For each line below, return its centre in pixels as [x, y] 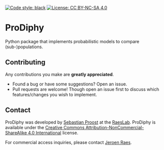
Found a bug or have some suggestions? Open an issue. [70, 84]
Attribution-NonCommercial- [115, 127]
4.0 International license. [53, 133]
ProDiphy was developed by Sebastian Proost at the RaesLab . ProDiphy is [81, 122]
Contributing [25, 62]
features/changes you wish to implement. [55, 94]
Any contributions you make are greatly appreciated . [59, 74]
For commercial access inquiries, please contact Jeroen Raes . [69, 142]
